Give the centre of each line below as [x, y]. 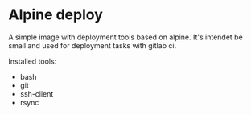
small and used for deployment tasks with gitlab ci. [93, 45]
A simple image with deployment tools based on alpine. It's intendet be [125, 37]
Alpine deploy [56, 15]
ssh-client [37, 93]
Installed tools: [33, 61]
